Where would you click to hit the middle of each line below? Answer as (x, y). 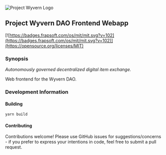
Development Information (37, 92)
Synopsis (17, 59)
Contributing (19, 125)
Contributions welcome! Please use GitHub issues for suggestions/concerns (83, 137)
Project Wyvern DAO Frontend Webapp (67, 23)
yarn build (16, 114)
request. (14, 147)
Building (14, 104)
